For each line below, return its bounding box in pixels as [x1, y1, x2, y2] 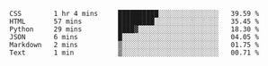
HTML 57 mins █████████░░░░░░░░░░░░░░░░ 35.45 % [9, 17, 259, 26]
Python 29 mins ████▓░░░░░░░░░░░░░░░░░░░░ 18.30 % [9, 25, 259, 34]
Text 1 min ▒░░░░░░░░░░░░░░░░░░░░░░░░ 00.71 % [9, 48, 259, 57]
